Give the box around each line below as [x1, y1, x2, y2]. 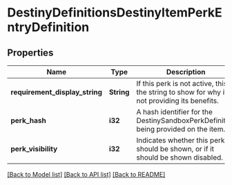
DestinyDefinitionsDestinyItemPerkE [7, 5, 222, 21]
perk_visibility [10, 144, 58, 153]
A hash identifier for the [136, 107, 213, 116]
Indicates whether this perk [136, 135, 225, 145]
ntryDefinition [7, 19, 90, 35]
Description [166, 67, 206, 76]
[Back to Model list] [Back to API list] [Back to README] [7, 171, 166, 178]
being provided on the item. [136, 124, 226, 133]
